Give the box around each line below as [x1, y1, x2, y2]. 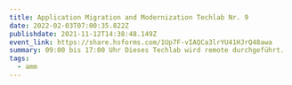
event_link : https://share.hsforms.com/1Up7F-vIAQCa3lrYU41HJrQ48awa [9, 37, 273, 47]
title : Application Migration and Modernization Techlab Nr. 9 [9, 12, 249, 22]
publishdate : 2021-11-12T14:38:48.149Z [9, 29, 158, 38]
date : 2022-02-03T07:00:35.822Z [9, 21, 129, 30]
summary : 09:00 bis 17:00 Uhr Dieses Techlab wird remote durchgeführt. [9, 46, 285, 55]
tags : [9, 54, 29, 63]
